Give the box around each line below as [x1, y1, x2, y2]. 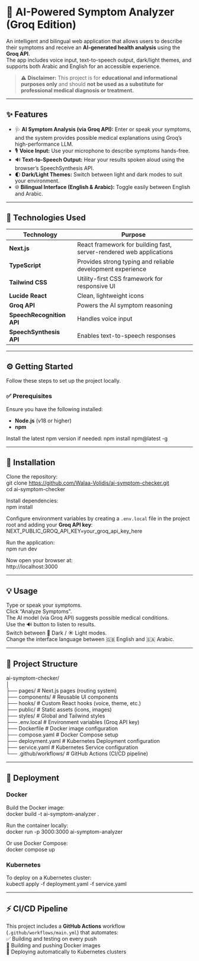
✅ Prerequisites [6, 392, 52, 401]
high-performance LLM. [14, 140, 73, 148]
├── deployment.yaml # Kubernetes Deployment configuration [6, 738, 160, 745]
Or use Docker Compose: [6, 840, 68, 847]
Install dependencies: [6, 497, 59, 504]
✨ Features [6, 110, 48, 120]
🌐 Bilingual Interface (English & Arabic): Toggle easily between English [14, 183, 191, 190]
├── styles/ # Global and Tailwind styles [6, 712, 105, 719]
